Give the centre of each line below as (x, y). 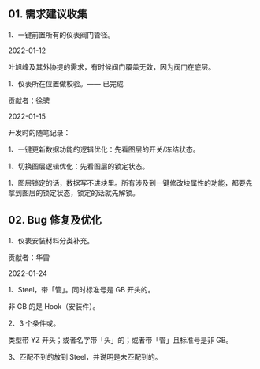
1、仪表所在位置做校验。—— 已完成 (66, 83)
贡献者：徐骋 (29, 100)
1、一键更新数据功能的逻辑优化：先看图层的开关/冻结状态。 (104, 149)
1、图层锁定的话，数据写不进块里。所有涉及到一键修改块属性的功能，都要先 (130, 183)
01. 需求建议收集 (48, 14)
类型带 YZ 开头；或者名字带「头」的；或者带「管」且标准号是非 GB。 (121, 340)
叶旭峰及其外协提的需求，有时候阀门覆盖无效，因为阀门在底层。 (111, 66)
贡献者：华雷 (29, 257)
